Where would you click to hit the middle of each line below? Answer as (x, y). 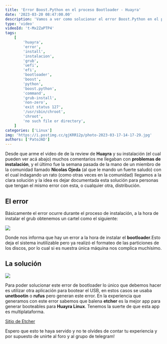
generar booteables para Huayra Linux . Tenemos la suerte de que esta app (83, 306)
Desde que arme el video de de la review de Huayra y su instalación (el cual (83, 154)
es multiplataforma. (25, 312)
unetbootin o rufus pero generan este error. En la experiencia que (73, 296)
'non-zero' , (36, 103)
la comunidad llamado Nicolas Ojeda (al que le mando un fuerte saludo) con (83, 170)
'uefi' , (31, 65)
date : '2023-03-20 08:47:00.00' (39, 14)
